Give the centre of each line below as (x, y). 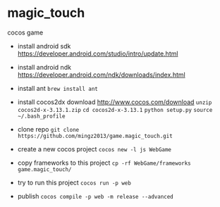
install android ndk (44, 67)
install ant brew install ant (58, 88)
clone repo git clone (48, 129)
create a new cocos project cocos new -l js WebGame (94, 149)
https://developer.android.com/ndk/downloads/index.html (101, 75)
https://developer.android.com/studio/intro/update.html (98, 54)
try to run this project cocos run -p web (74, 182)
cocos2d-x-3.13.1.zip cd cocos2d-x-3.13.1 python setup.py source (115, 110)
